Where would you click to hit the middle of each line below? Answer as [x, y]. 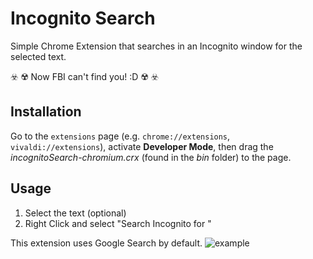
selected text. [38, 56]
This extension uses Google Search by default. [106, 243]
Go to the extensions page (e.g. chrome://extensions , [120, 136]
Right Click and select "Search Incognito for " [118, 223]
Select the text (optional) [75, 213]
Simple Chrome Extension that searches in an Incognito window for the [156, 46]
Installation [46, 112]
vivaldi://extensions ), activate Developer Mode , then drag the [142, 146]
